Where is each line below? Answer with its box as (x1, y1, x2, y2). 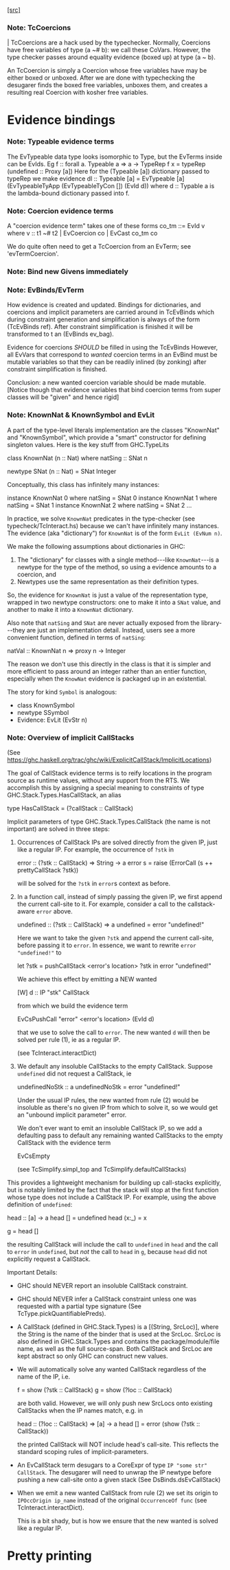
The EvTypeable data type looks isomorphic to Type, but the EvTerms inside (7, 152, 223, 161)
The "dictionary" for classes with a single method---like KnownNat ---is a (16, 556, 220, 564)
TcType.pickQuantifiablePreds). (16, 1309, 106, 1317)
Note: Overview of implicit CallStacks (7, 733, 135, 742)
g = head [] (7, 1227, 39, 1235)
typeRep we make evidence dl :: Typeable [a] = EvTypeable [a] (7, 174, 185, 183)
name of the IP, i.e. (16, 1372, 71, 1380)
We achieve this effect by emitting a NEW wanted (16, 975, 157, 983)
